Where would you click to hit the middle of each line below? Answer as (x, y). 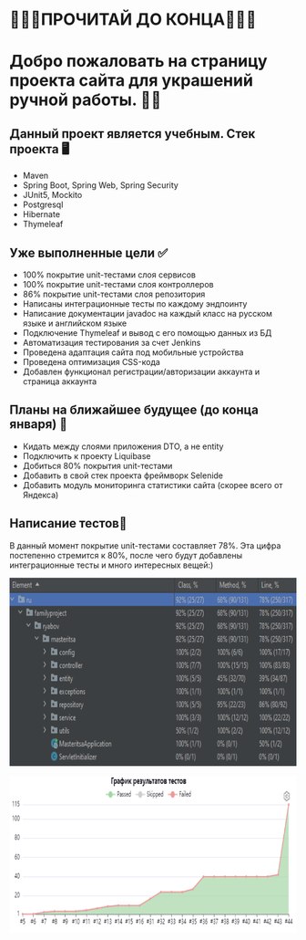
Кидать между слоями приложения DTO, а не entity (123, 446)
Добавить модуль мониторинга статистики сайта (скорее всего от (153, 485)
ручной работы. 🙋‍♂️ (86, 100)
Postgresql (43, 204)
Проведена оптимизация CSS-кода (92, 362)
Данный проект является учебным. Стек (133, 134)
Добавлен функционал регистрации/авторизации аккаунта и (141, 371)
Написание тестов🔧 (68, 523)
